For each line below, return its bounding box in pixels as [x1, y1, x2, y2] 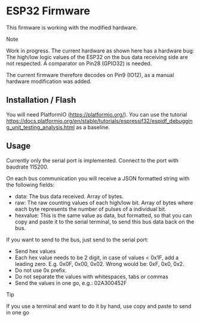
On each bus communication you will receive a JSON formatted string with [6, 174, 190, 182]
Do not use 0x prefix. [14, 266, 67, 274]
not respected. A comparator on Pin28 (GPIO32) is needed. [6, 60, 152, 67]
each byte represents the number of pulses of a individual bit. [14, 205, 167, 213]
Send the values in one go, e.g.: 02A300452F [14, 279, 127, 286]
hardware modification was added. [6, 78, 92, 85]
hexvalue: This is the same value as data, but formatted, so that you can [14, 211, 192, 219]
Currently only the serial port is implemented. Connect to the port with [6, 157, 179, 164]
